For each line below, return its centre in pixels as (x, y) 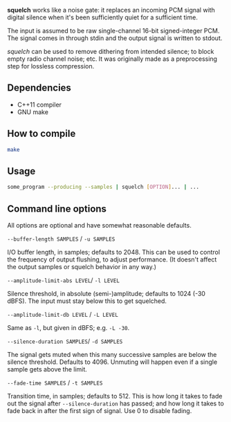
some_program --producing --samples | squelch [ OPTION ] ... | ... (103, 187)
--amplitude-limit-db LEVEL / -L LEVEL (63, 314)
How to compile (41, 134)
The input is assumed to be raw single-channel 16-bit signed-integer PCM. (113, 31)
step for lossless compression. (51, 66)
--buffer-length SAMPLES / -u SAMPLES (61, 239)
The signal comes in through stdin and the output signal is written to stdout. (115, 38)
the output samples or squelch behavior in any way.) (82, 267)
